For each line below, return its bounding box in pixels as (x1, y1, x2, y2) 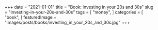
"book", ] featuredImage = (4, 15, 57, 20)
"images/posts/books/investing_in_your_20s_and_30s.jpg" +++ (4, 19, 130, 25)
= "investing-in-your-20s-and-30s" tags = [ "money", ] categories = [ (4, 9, 143, 15)
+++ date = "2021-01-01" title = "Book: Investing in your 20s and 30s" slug (4, 4, 154, 10)
